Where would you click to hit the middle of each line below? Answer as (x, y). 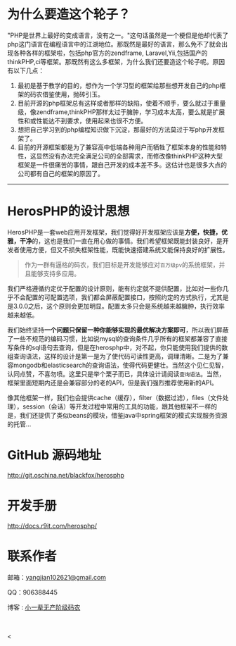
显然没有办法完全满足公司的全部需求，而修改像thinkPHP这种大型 (130, 156)
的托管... (19, 424)
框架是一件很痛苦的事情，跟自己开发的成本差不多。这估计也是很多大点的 (122, 164)
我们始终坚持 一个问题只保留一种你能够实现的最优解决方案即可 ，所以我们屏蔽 (118, 330)
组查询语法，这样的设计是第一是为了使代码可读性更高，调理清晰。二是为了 (115, 356)
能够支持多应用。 (55, 273)
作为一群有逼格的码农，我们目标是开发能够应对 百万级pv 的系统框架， (122, 264)
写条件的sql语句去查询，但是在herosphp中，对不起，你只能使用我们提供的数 (118, 347)
